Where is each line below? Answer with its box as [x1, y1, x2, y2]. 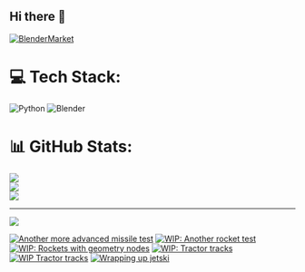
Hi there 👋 [9, 9, 66, 24]
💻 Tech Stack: [9, 67, 122, 87]
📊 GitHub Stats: [9, 136, 133, 157]
